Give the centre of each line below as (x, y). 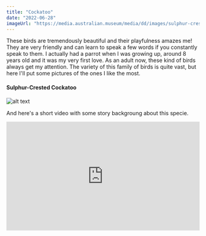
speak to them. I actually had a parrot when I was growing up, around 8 (96, 54)
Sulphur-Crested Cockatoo (41, 87)
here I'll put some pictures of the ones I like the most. (74, 74)
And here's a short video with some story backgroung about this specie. (97, 113)
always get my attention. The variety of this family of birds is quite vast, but (101, 67)
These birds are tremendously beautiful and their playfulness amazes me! (99, 41)
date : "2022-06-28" (31, 18)
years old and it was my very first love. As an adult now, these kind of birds (101, 60)
